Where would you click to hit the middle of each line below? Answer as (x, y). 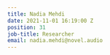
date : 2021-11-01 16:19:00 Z (50, 21)
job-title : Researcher (41, 34)
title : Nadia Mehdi (36, 14)
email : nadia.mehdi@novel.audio (55, 41)
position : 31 (27, 27)
